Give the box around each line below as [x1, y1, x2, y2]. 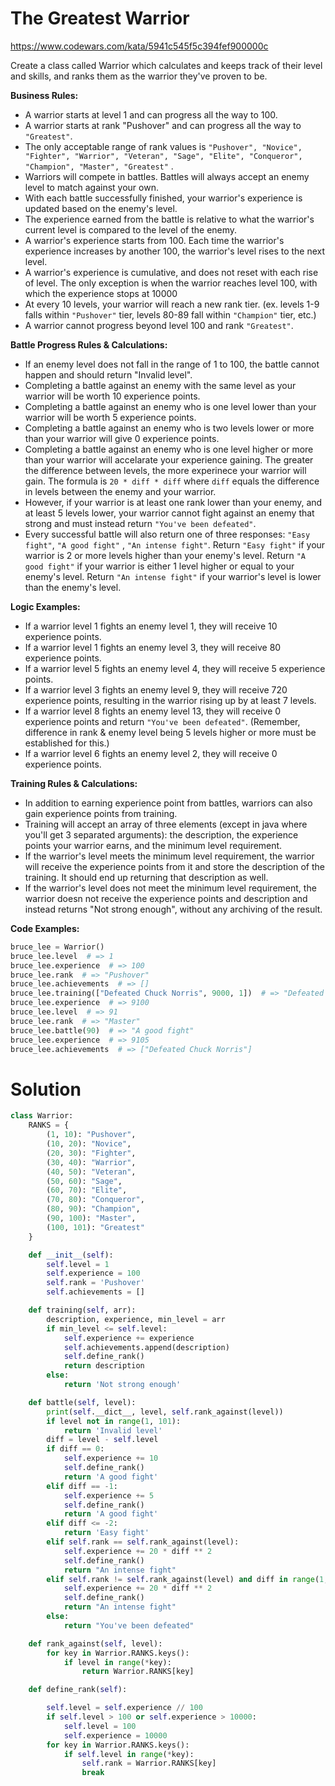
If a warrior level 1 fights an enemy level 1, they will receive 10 [24, 620, 278, 632]
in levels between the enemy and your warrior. [24, 485, 217, 497]
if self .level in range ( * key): [63, 1749, 195, 1759]
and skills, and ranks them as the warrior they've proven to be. [10, 70, 268, 82]
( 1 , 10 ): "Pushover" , [46, 1130, 137, 1140]
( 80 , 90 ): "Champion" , [46, 1204, 141, 1214]
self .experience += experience [63, 1333, 195, 1343]
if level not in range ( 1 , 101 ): [46, 1416, 182, 1426]
